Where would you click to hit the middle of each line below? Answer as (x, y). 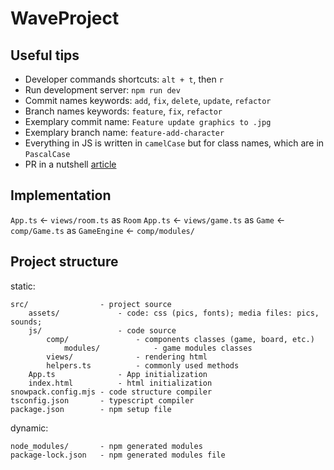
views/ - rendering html (127, 357)
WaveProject (65, 18)
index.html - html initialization (120, 383)
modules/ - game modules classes (158, 348)
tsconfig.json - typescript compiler (102, 400)
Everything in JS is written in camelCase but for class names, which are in (174, 143)
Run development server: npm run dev (102, 90)
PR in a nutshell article (70, 164)
